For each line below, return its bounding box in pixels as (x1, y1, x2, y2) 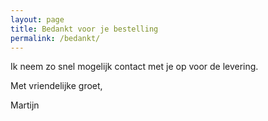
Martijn (10, 99, 40, 111)
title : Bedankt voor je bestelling (10, 24, 159, 34)
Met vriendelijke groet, (10, 80, 103, 92)
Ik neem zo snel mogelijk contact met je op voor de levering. (10, 61, 259, 73)
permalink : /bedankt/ (10, 33, 101, 43)
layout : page (10, 14, 65, 25)
